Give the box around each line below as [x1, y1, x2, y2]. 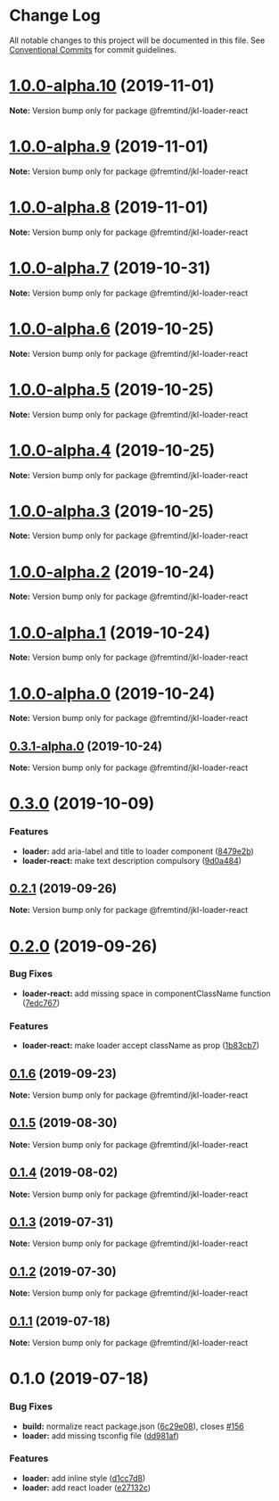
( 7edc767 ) [21, 997, 61, 1008]
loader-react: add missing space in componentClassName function [21, 988, 271, 999]
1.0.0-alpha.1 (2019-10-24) [9, 622, 211, 643]
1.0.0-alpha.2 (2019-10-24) [9, 561, 216, 582]
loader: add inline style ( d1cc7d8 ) [21, 1472, 146, 1483]
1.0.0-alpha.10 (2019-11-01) [9, 76, 215, 96]
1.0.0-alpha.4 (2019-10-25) [9, 440, 216, 460]
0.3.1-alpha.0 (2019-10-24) [9, 738, 163, 754]
